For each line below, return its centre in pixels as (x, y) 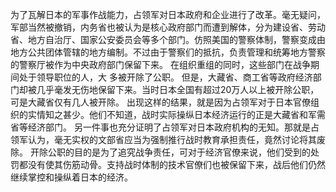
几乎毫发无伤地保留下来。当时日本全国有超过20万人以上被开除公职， (178, 89)
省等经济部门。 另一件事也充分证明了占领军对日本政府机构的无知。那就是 (160, 127)
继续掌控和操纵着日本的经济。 (71, 177)
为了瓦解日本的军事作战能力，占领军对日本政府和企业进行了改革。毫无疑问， (168, 14)
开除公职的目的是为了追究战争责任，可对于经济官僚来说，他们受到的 (170, 152)
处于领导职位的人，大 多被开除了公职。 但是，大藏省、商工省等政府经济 (165, 77)
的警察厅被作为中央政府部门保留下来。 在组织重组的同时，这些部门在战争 (160, 64)
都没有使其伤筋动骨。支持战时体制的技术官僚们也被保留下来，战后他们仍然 (172, 164)
